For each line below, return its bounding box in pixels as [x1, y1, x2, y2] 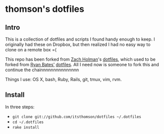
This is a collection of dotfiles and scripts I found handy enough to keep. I [5, 36, 155, 42]
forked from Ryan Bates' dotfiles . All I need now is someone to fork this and [5, 62, 160, 67]
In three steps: [5, 104, 35, 110]
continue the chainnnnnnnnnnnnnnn [5, 67, 79, 73]
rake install [12, 125, 40, 130]
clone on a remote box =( [5, 47, 57, 52]
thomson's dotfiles [5, 3, 84, 15]
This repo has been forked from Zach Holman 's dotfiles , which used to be [5, 56, 156, 62]
